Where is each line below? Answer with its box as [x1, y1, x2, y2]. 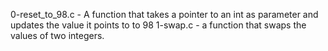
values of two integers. [10, 30, 105, 41]
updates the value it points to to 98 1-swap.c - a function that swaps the [10, 19, 307, 31]
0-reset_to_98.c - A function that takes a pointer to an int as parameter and [10, 9, 319, 20]
